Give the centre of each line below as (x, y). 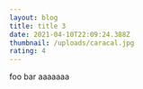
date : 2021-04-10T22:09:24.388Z (70, 34)
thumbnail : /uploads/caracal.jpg (72, 43)
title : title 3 (38, 26)
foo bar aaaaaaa (40, 76)
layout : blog (34, 18)
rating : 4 (28, 51)
